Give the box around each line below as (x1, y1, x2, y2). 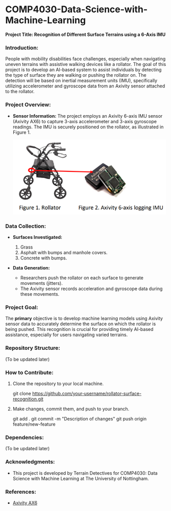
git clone (12, 390, 32, 396)
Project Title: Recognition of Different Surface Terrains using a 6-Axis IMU (5, 31, 166, 37)
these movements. (20, 291, 60, 297)
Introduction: (5, 44, 39, 51)
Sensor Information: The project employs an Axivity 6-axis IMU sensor (12, 113, 163, 119)
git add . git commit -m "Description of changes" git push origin (12, 415, 147, 421)
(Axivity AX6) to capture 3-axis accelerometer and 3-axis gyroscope (12, 118, 157, 124)
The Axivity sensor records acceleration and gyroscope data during (20, 285, 163, 292)
